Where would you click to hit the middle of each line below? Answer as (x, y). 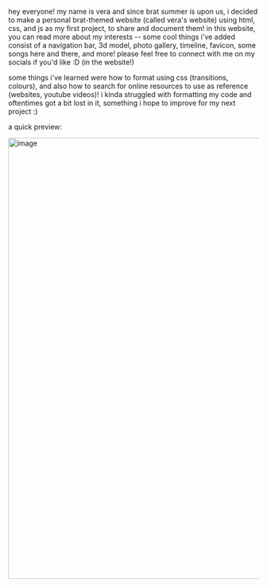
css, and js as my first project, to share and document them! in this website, (132, 28)
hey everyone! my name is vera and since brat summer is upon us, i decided (133, 12)
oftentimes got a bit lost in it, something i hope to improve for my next (122, 103)
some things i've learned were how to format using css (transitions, (118, 78)
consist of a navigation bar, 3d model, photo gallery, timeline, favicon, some (132, 45)
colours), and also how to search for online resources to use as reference (128, 86)
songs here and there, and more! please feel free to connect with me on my (132, 54)
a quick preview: (35, 127)
